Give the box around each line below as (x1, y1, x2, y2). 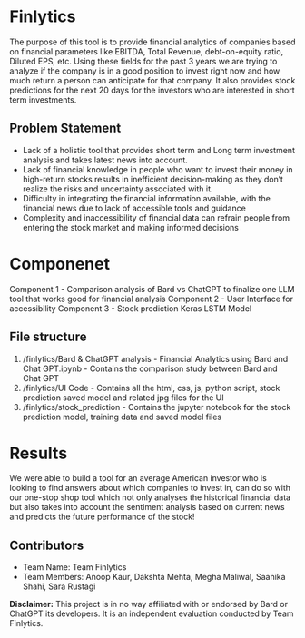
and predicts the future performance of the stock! (9, 511, 195, 523)
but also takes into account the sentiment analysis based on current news (9, 502, 285, 513)
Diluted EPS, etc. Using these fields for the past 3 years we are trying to (9, 55, 278, 66)
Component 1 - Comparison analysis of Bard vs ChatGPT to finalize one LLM (9, 283, 295, 294)
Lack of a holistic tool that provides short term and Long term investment (22, 144, 295, 155)
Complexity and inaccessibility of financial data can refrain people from (22, 211, 290, 223)
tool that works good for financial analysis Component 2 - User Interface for (9, 293, 293, 304)
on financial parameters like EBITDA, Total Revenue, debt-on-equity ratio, (9, 45, 284, 56)
